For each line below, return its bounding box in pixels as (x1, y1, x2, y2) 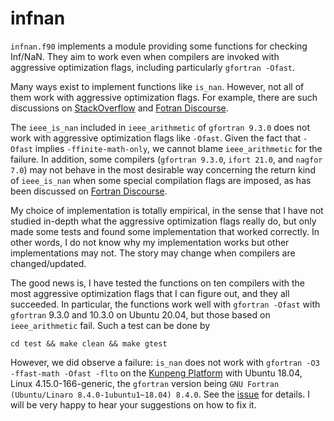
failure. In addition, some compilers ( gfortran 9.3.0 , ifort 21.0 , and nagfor (10, 153, 323, 165)
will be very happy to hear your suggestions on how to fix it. (10, 398, 257, 411)
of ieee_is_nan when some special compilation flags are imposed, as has (10, 174, 312, 186)
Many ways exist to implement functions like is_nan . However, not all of (10, 80, 305, 92)
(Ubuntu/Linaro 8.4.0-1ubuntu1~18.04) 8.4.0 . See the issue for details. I (10, 388, 310, 400)
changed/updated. (10, 257, 87, 269)
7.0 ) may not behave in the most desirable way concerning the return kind (10, 163, 316, 176)
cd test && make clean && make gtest (10, 338, 168, 349)
